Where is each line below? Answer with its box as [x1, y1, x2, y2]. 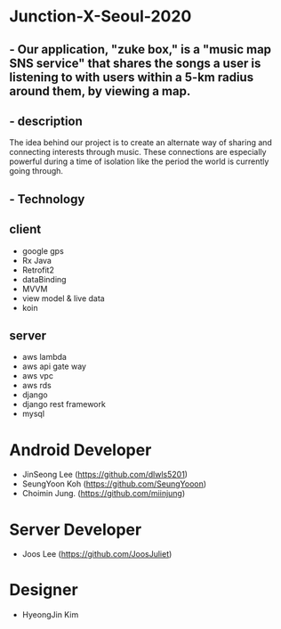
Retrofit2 [21, 265, 55, 275]
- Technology [9, 192, 85, 207]
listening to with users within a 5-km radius [9, 69, 254, 85]
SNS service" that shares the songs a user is [9, 55, 261, 70]
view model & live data [21, 292, 105, 304]
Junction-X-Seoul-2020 [9, 6, 192, 27]
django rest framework [21, 399, 107, 410]
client [9, 222, 42, 237]
